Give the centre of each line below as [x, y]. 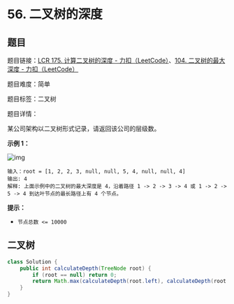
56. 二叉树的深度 [55, 14]
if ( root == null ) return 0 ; [75, 275]
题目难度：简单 [29, 84]
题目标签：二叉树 [32, 99]
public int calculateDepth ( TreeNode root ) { [86, 268]
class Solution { [32, 262]
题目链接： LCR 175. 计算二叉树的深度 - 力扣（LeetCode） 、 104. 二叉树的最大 [116, 60]
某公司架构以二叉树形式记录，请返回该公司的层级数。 [84, 129]
